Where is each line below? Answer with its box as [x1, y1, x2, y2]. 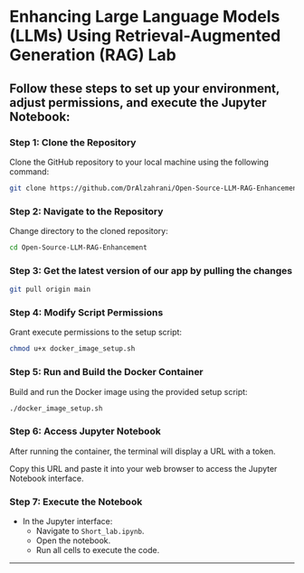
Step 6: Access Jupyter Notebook [9, 425, 161, 437]
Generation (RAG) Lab [9, 45, 176, 65]
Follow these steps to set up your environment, [9, 80, 280, 96]
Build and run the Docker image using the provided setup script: [9, 386, 248, 397]
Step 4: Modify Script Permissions [9, 306, 164, 319]
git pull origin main [9, 285, 91, 295]
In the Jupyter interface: [22, 516, 113, 527]
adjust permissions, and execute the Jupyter [9, 95, 267, 110]
